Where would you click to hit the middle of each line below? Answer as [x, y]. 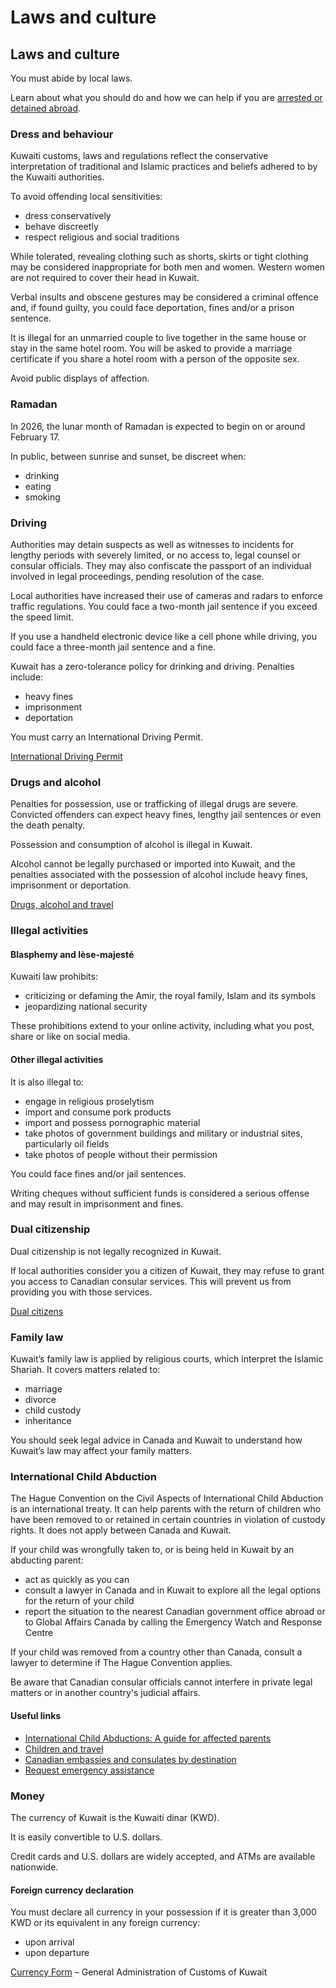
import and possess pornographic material [112, 1122]
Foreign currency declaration [72, 1890]
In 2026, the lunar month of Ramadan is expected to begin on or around [158, 426]
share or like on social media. [70, 1037]
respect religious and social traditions [102, 237]
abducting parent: [47, 1560]
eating [38, 486]
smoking [42, 497]
